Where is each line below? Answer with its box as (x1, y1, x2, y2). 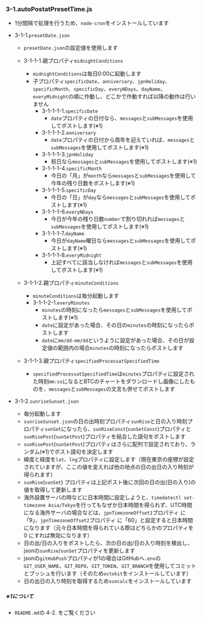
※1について (5, 592, 34, 599)
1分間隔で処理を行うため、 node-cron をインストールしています (14, 19, 170, 27)
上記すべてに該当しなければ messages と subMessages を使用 (50, 259, 193, 266)
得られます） (23, 471, 56, 478)
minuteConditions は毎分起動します (32, 292, 119, 299)
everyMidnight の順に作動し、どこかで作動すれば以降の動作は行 (32, 93, 191, 100)
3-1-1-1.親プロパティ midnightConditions (23, 57, 123, 65)
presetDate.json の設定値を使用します (23, 44, 118, 52)
